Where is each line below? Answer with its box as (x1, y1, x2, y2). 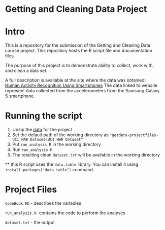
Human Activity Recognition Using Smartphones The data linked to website (5, 82, 158, 88)
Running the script (5, 110, 83, 121)
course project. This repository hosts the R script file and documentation (5, 48, 153, 54)
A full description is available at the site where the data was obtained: (5, 77, 146, 83)
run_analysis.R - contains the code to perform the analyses (5, 210, 126, 216)
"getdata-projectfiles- (109, 133, 159, 138)
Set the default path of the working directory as (12, 132, 109, 138)
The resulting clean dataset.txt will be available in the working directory (12, 152, 160, 158)
